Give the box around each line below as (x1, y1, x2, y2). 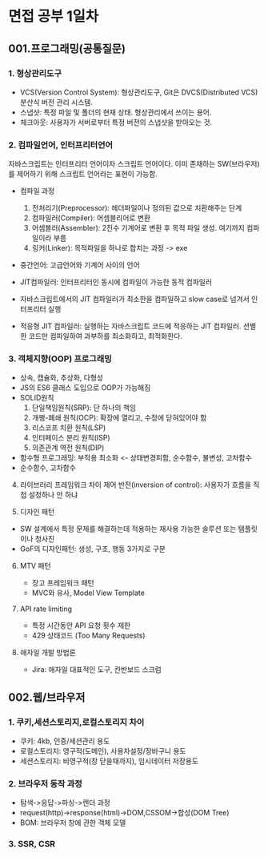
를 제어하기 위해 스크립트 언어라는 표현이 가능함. (8, 169, 158, 179)
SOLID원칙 (19, 393, 54, 403)
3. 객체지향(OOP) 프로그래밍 (8, 353, 112, 364)
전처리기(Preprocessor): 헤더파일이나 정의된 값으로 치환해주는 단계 (31, 203, 242, 213)
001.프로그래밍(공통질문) (8, 42, 126, 55)
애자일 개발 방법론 (19, 648, 76, 658)
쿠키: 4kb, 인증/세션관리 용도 (19, 736, 110, 746)
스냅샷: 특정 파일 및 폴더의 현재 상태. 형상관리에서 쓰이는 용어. (19, 107, 212, 117)
